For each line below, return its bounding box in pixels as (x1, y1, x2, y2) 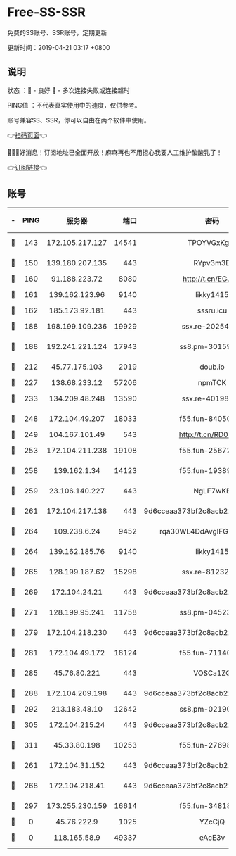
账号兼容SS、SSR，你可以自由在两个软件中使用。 (7, 115, 150, 124)
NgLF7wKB (192, 486, 231, 496)
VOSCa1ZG (192, 668, 232, 678)
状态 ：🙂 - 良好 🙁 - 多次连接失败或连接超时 (7, 86, 130, 94)
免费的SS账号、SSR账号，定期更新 (7, 28, 107, 37)
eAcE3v (199, 832, 225, 842)
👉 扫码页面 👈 (7, 131, 48, 139)
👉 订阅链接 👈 (7, 163, 48, 171)
